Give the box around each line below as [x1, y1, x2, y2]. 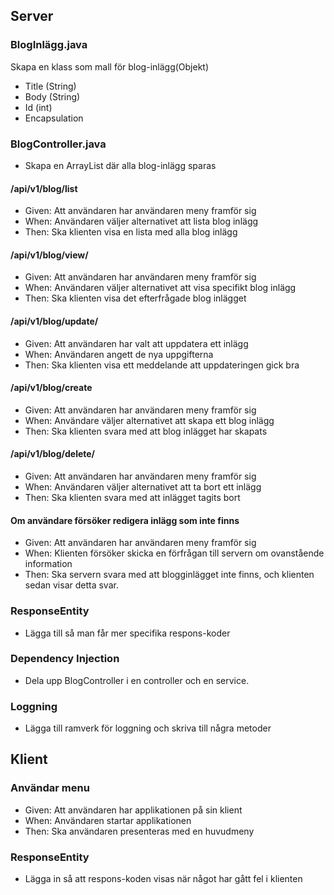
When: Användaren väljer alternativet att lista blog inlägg [24, 215, 259, 228]
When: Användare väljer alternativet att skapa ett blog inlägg [24, 414, 275, 426]
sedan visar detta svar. [24, 579, 119, 591]
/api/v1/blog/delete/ [10, 448, 96, 460]
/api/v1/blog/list [10, 182, 78, 194]
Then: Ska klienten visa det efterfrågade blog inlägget [24, 292, 247, 304]
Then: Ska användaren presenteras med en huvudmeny [24, 825, 255, 837]
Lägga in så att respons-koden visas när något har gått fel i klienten [24, 873, 303, 885]
